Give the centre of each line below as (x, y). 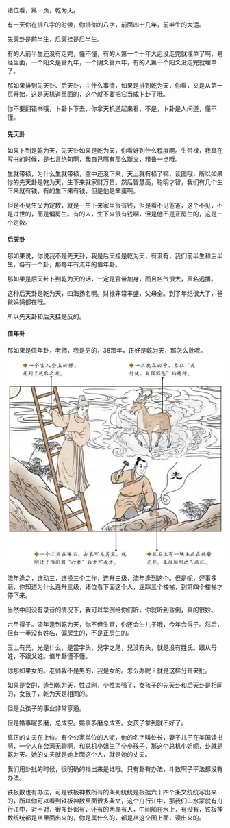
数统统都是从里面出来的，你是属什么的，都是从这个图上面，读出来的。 (106, 818)
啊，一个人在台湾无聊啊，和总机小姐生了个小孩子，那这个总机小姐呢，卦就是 (115, 746)
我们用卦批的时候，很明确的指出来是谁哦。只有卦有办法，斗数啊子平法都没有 (115, 768)
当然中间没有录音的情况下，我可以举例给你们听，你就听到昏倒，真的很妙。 (112, 610)
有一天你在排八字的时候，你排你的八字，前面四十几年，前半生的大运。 (106, 25)
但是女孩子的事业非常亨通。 (46, 708)
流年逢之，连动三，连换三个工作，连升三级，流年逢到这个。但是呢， (103, 578)
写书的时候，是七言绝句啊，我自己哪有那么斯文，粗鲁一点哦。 (94, 159)
